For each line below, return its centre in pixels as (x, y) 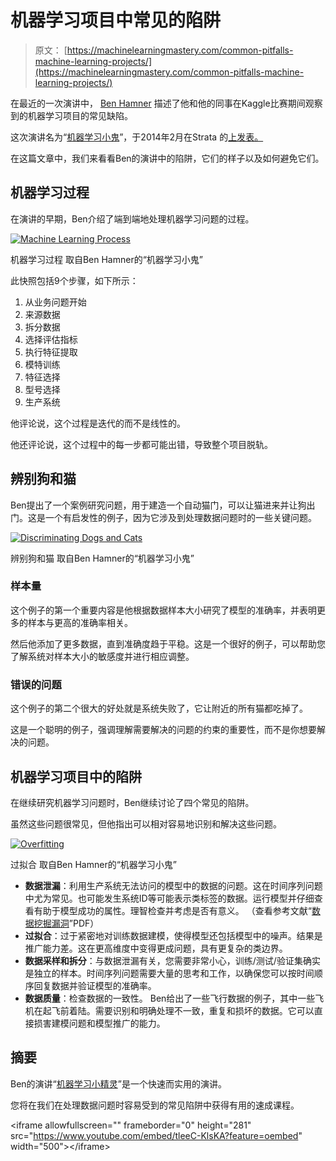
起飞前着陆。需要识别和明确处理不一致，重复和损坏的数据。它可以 (178, 1010)
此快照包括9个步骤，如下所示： (74, 280)
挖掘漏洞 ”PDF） (66, 923)
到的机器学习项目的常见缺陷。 (71, 115)
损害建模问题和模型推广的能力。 (99, 1023)
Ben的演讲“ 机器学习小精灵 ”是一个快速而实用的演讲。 (118, 1083)
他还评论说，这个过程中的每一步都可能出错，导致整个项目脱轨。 (141, 444)
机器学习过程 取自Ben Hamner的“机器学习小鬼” (107, 259)
